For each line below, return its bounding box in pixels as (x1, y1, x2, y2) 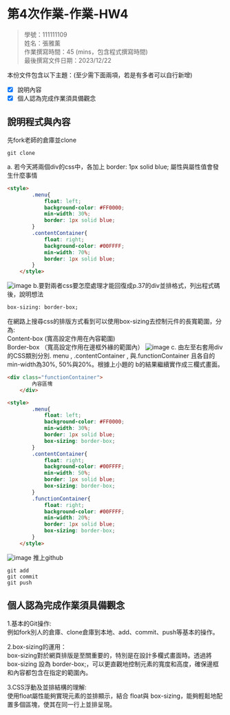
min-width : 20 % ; (43, 515, 91, 521)
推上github (33, 553, 63, 561)
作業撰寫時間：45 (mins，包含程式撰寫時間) (23, 48, 148, 56)
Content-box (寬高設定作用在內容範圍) (7, 335, 116, 342)
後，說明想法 (7, 290, 43, 298)
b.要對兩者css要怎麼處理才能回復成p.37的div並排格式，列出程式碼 (33, 282, 220, 290)
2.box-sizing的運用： (7, 642, 67, 651)
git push (7, 579, 32, 586)
